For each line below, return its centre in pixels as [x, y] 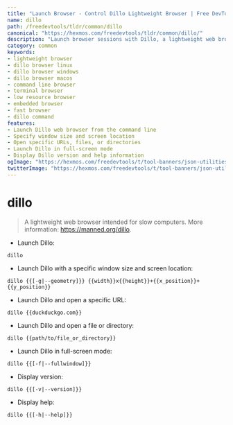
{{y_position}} [29, 287]
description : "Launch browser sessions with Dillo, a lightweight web [111, 40]
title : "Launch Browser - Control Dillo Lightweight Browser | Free [108, 14]
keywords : [21, 53]
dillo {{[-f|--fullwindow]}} [49, 364]
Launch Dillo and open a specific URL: [72, 300]
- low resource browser [42, 98]
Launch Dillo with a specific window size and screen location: [105, 268]
